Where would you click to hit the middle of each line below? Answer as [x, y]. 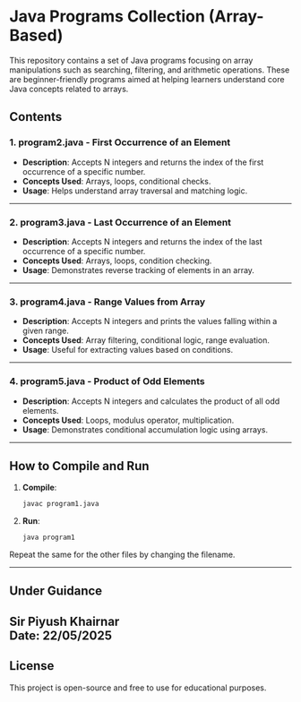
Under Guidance [56, 591]
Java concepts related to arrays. [69, 89]
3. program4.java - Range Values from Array [107, 302]
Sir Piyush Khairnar [64, 621]
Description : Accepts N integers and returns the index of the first [143, 162]
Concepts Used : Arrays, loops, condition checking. [117, 261]
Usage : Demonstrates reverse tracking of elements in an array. [138, 270]
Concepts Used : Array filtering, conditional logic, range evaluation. [146, 340]
